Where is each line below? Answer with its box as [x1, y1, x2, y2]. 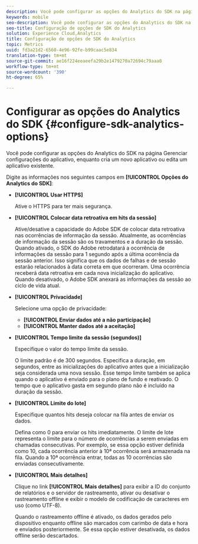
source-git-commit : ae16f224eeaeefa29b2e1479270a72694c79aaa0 [6, 58, 162, 64]
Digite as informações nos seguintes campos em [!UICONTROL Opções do [6, 173, 189, 181]
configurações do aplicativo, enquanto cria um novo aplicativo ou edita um [6, 156, 187, 163]
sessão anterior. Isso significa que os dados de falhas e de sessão [14, 257, 176, 264]
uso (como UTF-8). [14, 502, 62, 509]
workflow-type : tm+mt [6, 63, 60, 70]
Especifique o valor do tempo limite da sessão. [14, 346, 128, 353]
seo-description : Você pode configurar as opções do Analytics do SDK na [6, 19, 192, 25]
